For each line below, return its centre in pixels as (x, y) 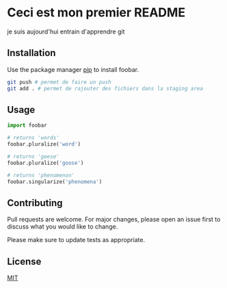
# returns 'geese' (33, 156)
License (24, 261)
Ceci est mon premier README (96, 13)
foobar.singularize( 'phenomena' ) (55, 182)
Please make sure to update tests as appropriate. (76, 240)
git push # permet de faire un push (59, 82)
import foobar (27, 126)
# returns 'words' (33, 138)
